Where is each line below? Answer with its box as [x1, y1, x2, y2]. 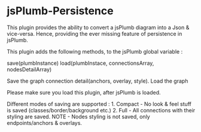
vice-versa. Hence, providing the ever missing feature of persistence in [7, 30, 182, 37]
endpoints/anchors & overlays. [7, 119, 83, 126]
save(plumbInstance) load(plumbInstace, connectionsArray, [7, 59, 154, 67]
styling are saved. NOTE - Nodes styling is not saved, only [7, 113, 150, 120]
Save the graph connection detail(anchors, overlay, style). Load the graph [7, 77, 188, 84]
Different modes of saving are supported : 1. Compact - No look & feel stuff [7, 100, 192, 108]
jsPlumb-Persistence [7, 4, 114, 18]
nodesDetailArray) [7, 65, 52, 73]
